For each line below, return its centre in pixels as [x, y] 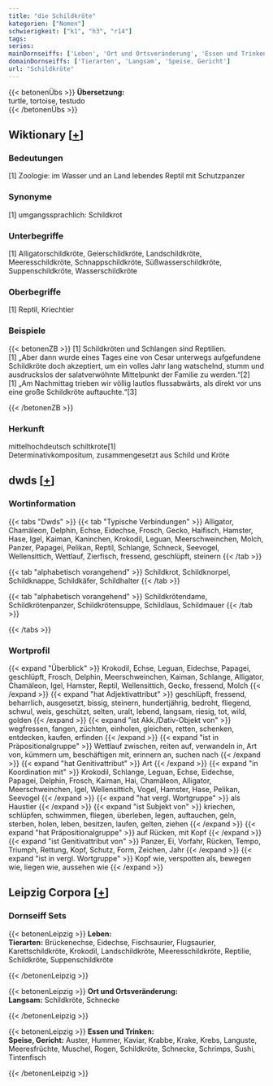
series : [22, 46]
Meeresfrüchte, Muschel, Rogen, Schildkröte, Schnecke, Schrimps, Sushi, [132, 1049]
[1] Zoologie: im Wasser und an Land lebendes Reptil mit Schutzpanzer [127, 176]
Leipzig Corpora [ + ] [59, 893]
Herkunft [26, 428]
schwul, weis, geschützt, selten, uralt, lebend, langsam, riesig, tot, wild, [128, 711]
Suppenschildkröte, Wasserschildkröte [73, 271]
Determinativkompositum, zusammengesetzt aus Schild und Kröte [119, 455]
